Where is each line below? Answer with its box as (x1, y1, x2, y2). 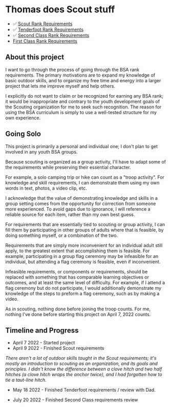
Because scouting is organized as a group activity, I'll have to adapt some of (5, 158, 166, 165)
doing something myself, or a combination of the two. (5, 232, 118, 238)
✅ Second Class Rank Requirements (12, 32, 90, 38)
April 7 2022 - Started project (12, 340, 75, 346)
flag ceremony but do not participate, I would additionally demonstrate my (5, 285, 162, 291)
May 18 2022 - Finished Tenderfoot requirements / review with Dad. (12, 387, 156, 393)
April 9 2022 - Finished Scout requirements (12, 345, 104, 351)
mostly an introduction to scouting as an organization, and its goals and (5, 361, 158, 367)
